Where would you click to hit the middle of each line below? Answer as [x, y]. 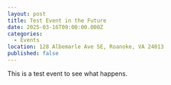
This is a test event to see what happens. [68, 73]
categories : [25, 34]
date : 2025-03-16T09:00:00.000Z [55, 27]
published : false [33, 54]
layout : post [27, 14]
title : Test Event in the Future [57, 21]
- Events [27, 40]
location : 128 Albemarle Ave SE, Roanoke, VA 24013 [85, 47]
